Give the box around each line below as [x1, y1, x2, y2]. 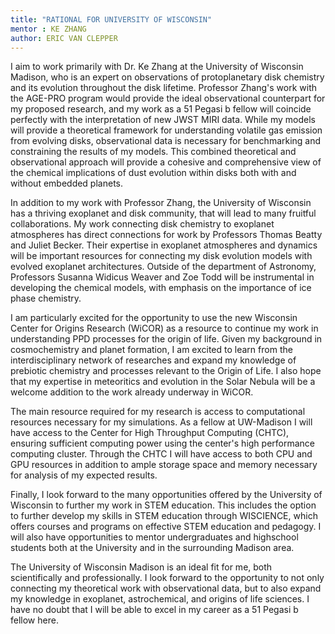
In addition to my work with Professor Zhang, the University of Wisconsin [10, 197, 312, 209]
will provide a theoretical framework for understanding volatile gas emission [10, 124, 323, 136]
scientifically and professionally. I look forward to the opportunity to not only [10, 572, 325, 584]
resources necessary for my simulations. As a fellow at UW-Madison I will [10, 416, 313, 428]
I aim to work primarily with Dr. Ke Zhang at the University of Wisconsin [10, 61, 304, 73]
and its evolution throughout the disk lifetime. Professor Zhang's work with [10, 82, 317, 94]
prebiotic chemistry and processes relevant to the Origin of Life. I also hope [10, 365, 322, 377]
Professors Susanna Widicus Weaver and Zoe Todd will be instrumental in [10, 271, 315, 283]
